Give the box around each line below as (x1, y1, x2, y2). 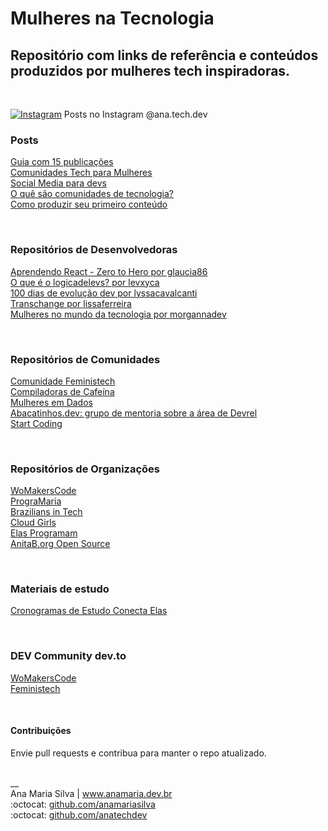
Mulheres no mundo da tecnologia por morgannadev (10, 308, 227, 320)
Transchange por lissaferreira (10, 297, 132, 309)
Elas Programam (10, 527, 78, 539)
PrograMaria (10, 495, 62, 507)
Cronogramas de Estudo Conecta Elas (10, 605, 168, 617)
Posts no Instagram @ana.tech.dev (63, 108, 208, 120)
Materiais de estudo (10, 582, 110, 596)
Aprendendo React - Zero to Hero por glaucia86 (10, 265, 208, 277)
